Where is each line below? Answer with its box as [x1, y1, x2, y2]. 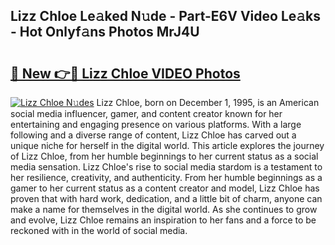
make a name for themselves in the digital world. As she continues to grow [10, 204, 318, 215]
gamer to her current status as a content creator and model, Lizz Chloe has [10, 182, 320, 194]
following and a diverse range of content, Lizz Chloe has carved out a [10, 129, 297, 141]
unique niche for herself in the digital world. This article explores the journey [10, 140, 325, 151]
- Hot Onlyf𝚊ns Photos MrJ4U [10, 24, 200, 41]
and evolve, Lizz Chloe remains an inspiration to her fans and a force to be [10, 214, 317, 226]
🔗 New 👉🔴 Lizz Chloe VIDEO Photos [10, 65, 241, 82]
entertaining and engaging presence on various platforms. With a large [10, 119, 302, 130]
